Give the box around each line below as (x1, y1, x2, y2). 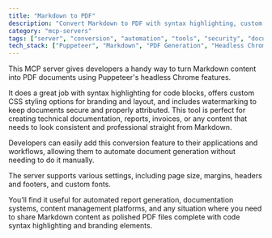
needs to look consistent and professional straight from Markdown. (8, 123, 232, 132)
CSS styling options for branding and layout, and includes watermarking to (8, 97, 257, 106)
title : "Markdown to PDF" (8, 11, 96, 20)
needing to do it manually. (8, 155, 95, 165)
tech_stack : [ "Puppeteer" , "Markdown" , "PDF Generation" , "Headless (8, 42, 244, 50)
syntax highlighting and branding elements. (8, 221, 153, 231)
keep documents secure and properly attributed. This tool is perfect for (8, 106, 246, 115)
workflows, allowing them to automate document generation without (8, 147, 236, 157)
